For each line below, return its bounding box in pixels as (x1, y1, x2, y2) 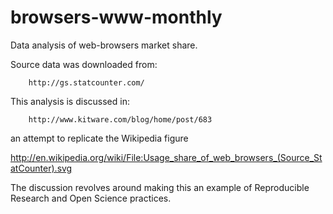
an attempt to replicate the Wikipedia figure (10, 132, 189, 144)
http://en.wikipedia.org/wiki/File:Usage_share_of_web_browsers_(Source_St (10, 151, 323, 163)
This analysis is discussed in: (10, 95, 130, 107)
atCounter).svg (10, 162, 73, 174)
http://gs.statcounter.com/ (28, 77, 145, 88)
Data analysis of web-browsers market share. (10, 39, 198, 51)
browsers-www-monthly (10, 6, 223, 29)
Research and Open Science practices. (10, 192, 172, 204)
